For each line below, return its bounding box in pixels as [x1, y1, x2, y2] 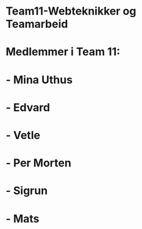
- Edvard [5, 100, 50, 114]
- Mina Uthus [5, 73, 73, 86]
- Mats [5, 211, 40, 225]
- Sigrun [5, 184, 48, 198]
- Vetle [5, 128, 41, 142]
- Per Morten [5, 156, 71, 170]
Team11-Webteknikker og [5, 4, 137, 18]
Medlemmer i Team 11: [5, 45, 121, 59]
